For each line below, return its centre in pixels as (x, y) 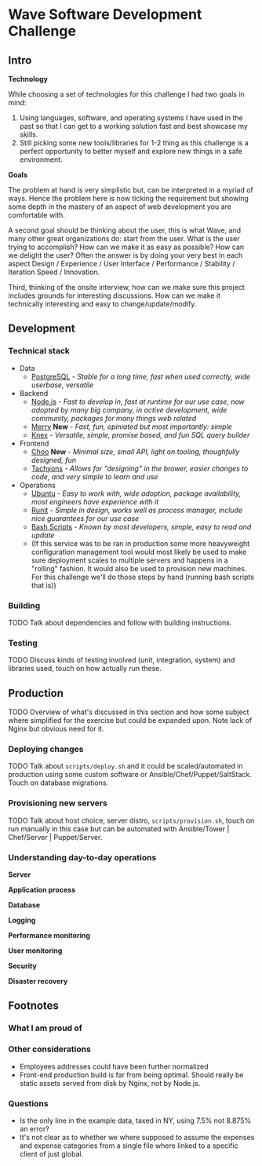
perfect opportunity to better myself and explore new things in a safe (131, 151)
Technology (28, 79)
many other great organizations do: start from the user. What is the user (124, 238)
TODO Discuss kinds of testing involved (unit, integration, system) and (122, 660)
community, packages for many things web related (114, 418)
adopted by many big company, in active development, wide (129, 409)
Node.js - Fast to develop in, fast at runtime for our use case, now (138, 401)
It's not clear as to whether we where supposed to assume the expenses (137, 1137)
